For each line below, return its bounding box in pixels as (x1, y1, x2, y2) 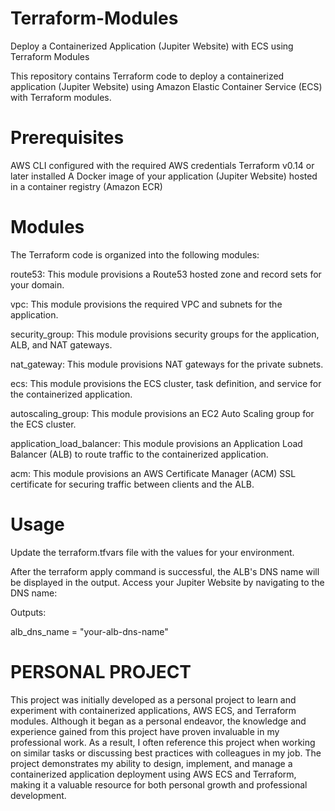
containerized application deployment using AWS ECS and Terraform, (10, 768, 297, 780)
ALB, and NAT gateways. (10, 338, 113, 351)
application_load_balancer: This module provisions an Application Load (10, 437, 303, 449)
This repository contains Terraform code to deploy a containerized (10, 70, 285, 82)
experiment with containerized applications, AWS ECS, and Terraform (10, 704, 297, 716)
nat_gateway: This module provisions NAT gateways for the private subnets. (10, 358, 324, 370)
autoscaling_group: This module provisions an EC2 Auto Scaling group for (10, 407, 315, 419)
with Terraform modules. (10, 91, 112, 103)
